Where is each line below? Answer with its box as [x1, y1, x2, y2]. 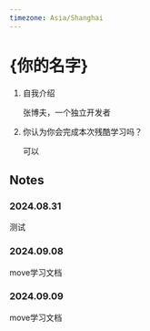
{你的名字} [9, 56, 89, 76]
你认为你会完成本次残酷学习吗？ [22, 126, 143, 137]
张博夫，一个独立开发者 [22, 107, 111, 118]
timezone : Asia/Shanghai [9, 13, 104, 23]
